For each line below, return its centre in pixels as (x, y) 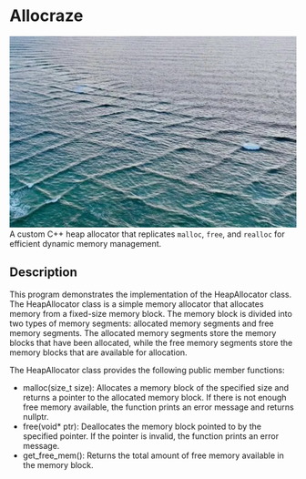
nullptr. (36, 416)
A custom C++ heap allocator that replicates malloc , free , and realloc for (147, 234)
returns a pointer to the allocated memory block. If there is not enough (154, 397)
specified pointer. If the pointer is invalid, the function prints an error (151, 436)
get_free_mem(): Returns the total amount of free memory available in (153, 455)
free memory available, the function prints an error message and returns (158, 407)
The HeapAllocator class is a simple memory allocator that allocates (137, 304)
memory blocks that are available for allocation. (99, 352)
